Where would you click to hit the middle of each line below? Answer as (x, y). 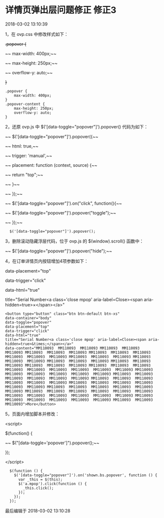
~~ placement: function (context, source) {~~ (51, 165)
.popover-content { (25, 104)
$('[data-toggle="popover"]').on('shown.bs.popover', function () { (86, 475)
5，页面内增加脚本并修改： (33, 414)
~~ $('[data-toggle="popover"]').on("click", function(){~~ (64, 203)
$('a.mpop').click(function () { (52, 484)
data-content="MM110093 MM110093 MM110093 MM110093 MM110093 (72, 348)
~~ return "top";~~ (24, 175)
